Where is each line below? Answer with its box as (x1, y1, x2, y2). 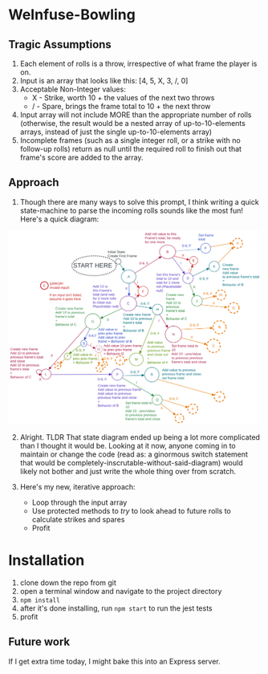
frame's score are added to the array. (19, 152, 144, 162)
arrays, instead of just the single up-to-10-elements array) (19, 127, 213, 136)
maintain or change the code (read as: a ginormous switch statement (19, 449, 249, 459)
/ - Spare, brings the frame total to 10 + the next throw (31, 102, 211, 111)
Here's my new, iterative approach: (19, 482, 136, 492)
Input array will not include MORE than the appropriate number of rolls (19, 110, 252, 120)
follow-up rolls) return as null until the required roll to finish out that (19, 144, 242, 153)
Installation (8, 551, 85, 570)
